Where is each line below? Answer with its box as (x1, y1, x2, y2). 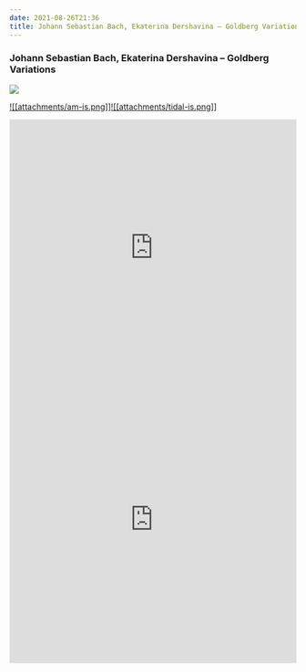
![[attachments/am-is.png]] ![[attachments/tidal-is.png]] (9, 101, 217, 112)
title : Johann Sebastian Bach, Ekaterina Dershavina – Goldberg (9, 22, 259, 31)
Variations (9, 63, 56, 76)
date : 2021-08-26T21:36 (9, 13, 100, 23)
